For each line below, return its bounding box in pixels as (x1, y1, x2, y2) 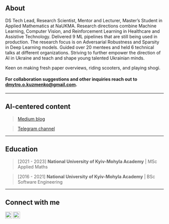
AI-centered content (5, 102, 71, 111)
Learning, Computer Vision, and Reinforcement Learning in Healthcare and (5, 28, 160, 34)
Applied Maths (17, 163, 48, 170)
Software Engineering (17, 179, 63, 185)
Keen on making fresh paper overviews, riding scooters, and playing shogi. (5, 65, 161, 71)
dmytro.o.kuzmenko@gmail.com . (5, 82, 77, 88)
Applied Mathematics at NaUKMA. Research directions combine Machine (5, 23, 157, 29)
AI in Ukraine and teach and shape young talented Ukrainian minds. (5, 55, 145, 61)
